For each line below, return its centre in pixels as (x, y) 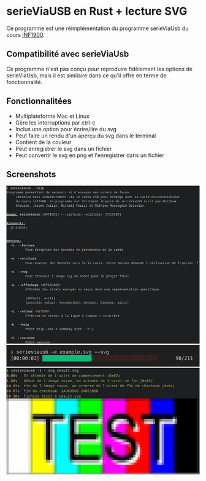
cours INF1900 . (25, 34)
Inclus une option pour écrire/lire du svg (66, 129)
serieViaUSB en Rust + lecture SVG (97, 11)
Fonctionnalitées (39, 102)
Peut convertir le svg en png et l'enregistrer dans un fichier (90, 155)
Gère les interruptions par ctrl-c (55, 122)
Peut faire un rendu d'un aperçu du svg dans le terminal (86, 136)
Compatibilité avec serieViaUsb (68, 54)
